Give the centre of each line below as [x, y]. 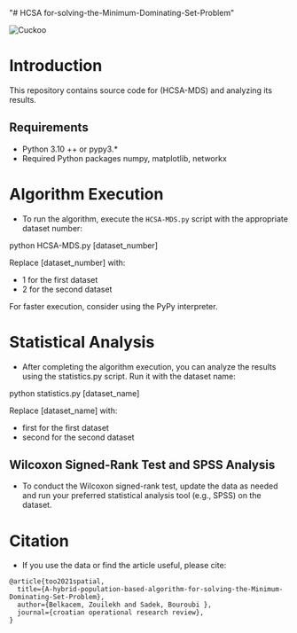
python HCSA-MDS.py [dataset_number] [83, 245]
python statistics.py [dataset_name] [74, 393]
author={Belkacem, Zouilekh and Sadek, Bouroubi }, [115, 605]
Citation [39, 541]
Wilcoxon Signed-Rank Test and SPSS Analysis [142, 465]
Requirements [49, 128]
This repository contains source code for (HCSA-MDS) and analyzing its [141, 90]
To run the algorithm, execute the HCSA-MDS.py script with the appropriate [155, 219]
